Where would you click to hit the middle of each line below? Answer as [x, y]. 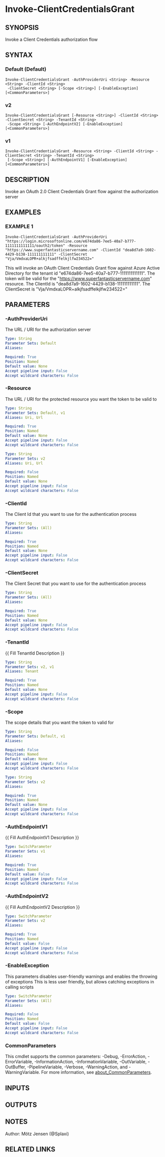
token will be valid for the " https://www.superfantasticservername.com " [79, 278]
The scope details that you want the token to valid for [59, 722]
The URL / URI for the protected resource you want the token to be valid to [81, 399]
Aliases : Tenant [22, 672]
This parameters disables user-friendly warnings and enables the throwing [81, 976]
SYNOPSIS [22, 28]
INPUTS [17, 1088]
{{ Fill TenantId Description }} [35, 653]
